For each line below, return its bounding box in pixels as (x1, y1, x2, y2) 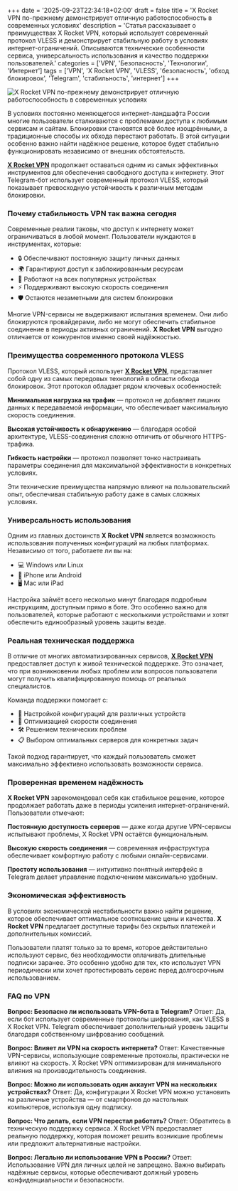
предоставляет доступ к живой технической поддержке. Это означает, (7, 659, 224, 668)
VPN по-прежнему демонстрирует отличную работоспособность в (7, 14, 212, 22)
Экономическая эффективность (7, 890, 126, 900)
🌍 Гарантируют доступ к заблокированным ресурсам (17, 265, 183, 273)
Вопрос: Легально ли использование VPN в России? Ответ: (7, 1153, 193, 1162)
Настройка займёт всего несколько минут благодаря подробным (7, 595, 207, 604)
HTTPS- (202, 432, 227, 440)
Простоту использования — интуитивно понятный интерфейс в (7, 865, 203, 874)
